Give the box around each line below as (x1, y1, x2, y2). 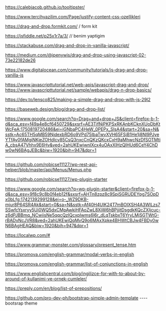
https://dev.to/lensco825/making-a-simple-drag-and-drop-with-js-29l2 (5, 96, 151, 102)
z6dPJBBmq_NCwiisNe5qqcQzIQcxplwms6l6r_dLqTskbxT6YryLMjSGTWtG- (5, 212, 160, 218)
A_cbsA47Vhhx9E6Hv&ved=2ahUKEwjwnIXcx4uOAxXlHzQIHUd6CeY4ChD (5, 142, 158, 148)
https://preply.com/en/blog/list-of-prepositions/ (5, 285, 102, 291)
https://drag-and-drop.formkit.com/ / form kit (5, 23, 97, 29)
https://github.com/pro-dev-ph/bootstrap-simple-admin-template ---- (5, 295, 148, 301)
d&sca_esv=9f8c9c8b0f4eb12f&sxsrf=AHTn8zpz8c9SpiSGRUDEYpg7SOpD (5, 191, 159, 197)
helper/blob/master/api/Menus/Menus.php (5, 167, 92, 173)
